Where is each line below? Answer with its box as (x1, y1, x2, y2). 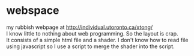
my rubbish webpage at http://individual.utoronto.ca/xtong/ (6, 23, 153, 31)
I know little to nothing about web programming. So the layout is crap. (6, 30, 178, 37)
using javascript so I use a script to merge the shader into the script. (6, 43, 175, 50)
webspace (6, 4, 59, 17)
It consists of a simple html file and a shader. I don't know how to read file (6, 36, 189, 43)
